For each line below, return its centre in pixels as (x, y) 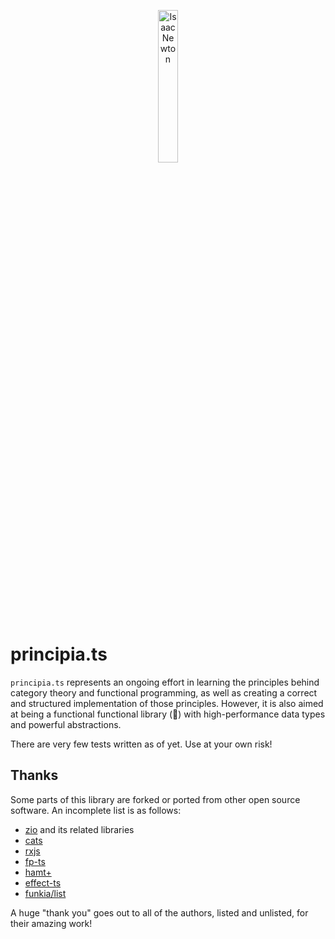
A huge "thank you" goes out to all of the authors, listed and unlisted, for (159, 912)
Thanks (34, 775)
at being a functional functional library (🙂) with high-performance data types (168, 714)
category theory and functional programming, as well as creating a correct (164, 692)
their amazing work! (51, 923)
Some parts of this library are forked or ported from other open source (155, 799)
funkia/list (45, 893)
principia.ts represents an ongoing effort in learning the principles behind (165, 682)
